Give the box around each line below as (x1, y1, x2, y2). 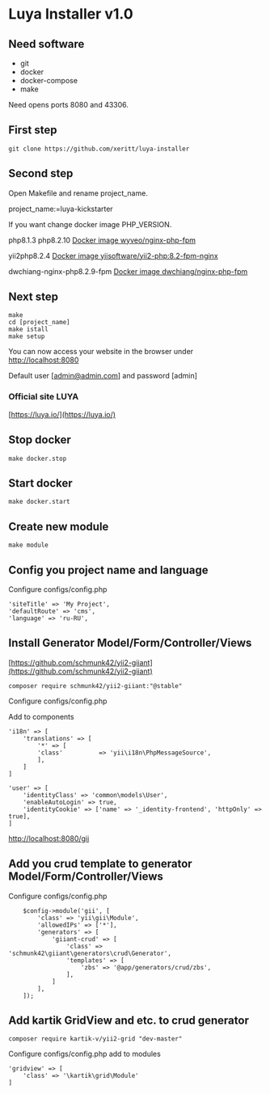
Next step (8, 290, 59, 304)
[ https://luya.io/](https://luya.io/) (8, 409, 116, 419)
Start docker (8, 476, 73, 490)
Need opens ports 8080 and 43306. (8, 100, 129, 109)
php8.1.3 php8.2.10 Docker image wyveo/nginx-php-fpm (8, 235, 196, 245)
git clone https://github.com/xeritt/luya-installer (8, 145, 190, 153)
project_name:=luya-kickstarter (8, 204, 113, 213)
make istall (8, 325, 49, 334)
